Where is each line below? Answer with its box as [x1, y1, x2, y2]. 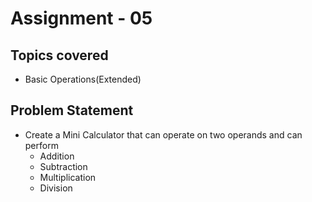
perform [24, 139, 59, 151]
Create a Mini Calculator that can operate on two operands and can [24, 128, 303, 141]
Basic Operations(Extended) [24, 73, 142, 85]
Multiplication [39, 171, 97, 183]
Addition [39, 150, 75, 162]
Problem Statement [10, 102, 134, 119]
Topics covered [10, 47, 109, 64]
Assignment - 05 [10, 7, 153, 30]
